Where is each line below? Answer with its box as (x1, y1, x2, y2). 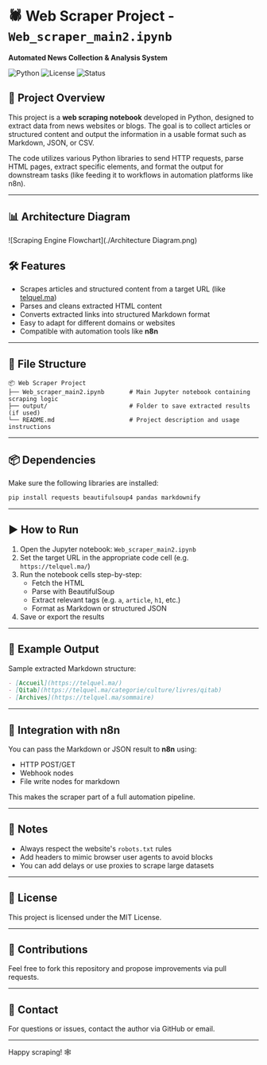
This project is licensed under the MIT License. (8, 912, 162, 922)
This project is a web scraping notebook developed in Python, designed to (8, 112, 254, 122)
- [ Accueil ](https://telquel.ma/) (8, 679, 123, 687)
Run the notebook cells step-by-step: (19, 569, 142, 579)
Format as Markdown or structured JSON (31, 603, 167, 613)
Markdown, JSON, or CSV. (8, 138, 95, 147)
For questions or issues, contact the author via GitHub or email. (8, 1024, 215, 1034)
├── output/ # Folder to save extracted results (8, 402, 250, 411)
